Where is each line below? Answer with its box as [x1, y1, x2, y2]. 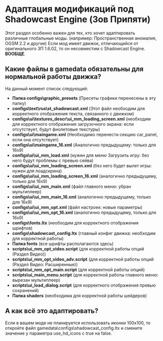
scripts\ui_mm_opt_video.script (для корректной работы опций [12, 246, 144, 251]
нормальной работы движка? [5, 72, 102, 81]
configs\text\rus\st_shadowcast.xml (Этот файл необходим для [12, 105, 145, 111]
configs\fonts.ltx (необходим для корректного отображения [12, 220, 139, 226]
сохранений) [12, 287, 39, 293]
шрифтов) [12, 225, 33, 231]
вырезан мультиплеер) [12, 277, 61, 283]
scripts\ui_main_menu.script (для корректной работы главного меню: [12, 272, 159, 277]
